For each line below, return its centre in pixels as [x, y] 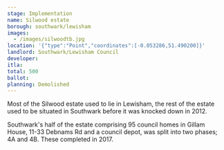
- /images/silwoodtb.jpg [49, 39]
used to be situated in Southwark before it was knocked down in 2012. [107, 111]
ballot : [18, 78]
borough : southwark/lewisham [49, 26]
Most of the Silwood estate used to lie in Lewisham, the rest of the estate [111, 104]
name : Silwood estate [38, 20]
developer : [23, 59]
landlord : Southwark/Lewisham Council [63, 53]
